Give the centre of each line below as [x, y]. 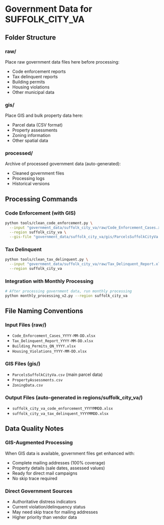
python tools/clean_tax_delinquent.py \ [47, 259]
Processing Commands [41, 199]
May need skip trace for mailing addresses [55, 512]
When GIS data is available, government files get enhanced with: [70, 453]
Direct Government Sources [39, 491]
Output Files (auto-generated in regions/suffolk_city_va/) [74, 397]
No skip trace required [35, 478]
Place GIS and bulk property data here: [44, 115]
